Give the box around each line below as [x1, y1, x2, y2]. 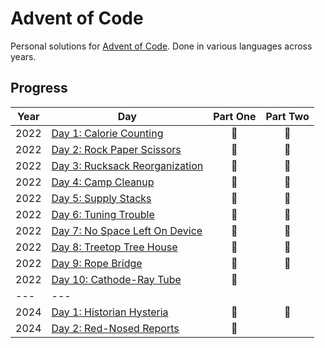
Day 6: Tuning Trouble [51, 207, 155, 221]
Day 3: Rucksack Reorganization [51, 158, 204, 172]
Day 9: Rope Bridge [51, 256, 143, 270]
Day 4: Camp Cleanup [51, 175, 155, 189]
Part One [213, 109, 257, 123]
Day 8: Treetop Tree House [51, 240, 178, 254]
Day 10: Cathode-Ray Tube [51, 272, 182, 286]
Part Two [265, 109, 310, 123]
